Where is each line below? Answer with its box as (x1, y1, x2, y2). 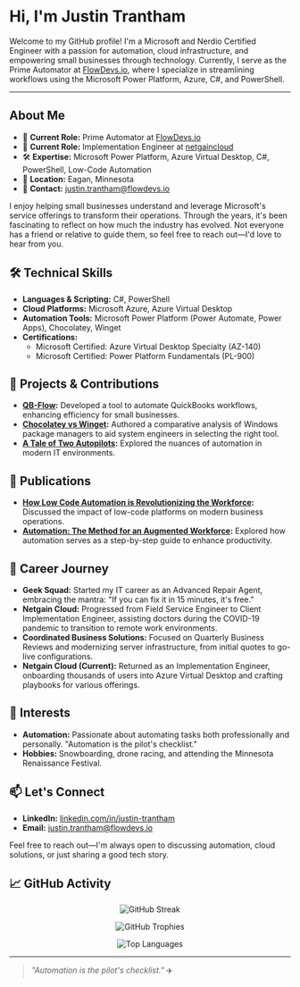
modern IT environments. (21, 447, 116, 458)
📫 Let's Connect (9, 784, 105, 800)
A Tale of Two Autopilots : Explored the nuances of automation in (21, 438, 262, 448)
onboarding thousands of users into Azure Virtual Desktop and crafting (21, 670, 283, 681)
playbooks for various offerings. (21, 680, 140, 690)
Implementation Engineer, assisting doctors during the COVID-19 (21, 614, 261, 623)
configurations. (37, 651, 94, 662)
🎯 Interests (9, 706, 71, 721)
